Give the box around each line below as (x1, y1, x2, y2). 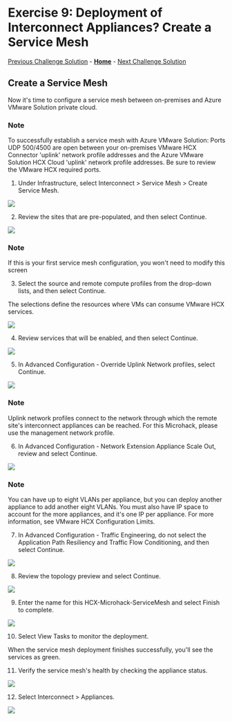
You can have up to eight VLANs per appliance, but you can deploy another (8, 495, 222, 504)
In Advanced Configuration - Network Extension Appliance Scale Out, (17, 442, 216, 450)
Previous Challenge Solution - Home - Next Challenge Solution (8, 57, 186, 65)
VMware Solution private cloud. (8, 103, 97, 112)
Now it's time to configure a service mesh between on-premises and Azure (8, 96, 222, 104)
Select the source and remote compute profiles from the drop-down (17, 279, 211, 288)
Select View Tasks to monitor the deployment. (17, 632, 149, 640)
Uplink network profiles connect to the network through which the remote (8, 413, 217, 422)
